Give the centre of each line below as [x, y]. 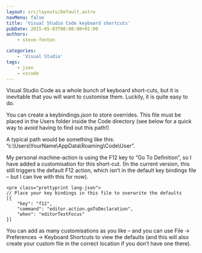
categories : [21, 51]
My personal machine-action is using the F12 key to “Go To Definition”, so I [99, 158]
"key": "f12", [35, 204]
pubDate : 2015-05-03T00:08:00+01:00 [52, 29]
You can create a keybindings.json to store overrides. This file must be [94, 115]
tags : [13, 62]
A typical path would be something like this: [60, 139]
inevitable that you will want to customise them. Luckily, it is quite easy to [97, 97]
